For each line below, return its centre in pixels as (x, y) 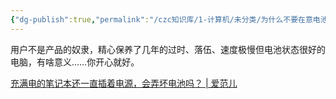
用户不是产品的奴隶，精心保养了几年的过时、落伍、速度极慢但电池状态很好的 (168, 49)
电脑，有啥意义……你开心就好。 (75, 62)
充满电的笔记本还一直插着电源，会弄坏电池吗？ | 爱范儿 (124, 83)
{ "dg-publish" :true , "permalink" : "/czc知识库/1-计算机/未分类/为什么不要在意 (161, 19)
